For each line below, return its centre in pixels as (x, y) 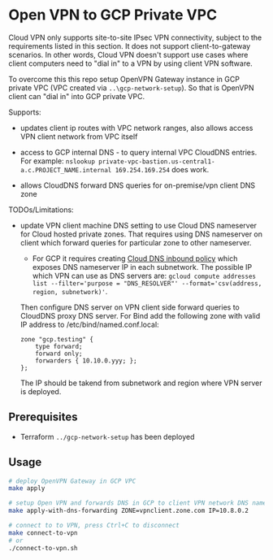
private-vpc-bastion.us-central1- (157, 161)
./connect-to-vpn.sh (43, 548)
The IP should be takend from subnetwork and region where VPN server (141, 383)
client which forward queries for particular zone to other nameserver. (136, 242)
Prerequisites (43, 417)
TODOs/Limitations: (41, 210)
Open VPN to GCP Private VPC (113, 15)
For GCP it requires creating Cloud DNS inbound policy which (135, 258)
